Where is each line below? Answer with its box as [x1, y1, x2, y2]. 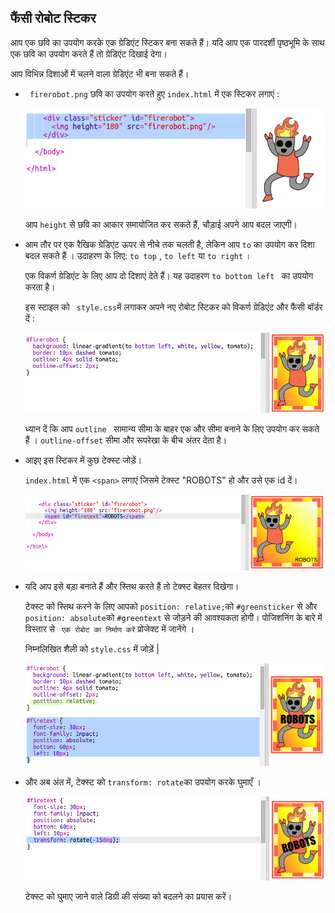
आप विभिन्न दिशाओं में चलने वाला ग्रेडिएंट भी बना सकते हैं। [10, 67, 190, 80]
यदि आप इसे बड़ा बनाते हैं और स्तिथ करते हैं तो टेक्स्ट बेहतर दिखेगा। [24, 580, 240, 592]
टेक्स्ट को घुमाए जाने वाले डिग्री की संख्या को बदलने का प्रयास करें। [24, 891, 233, 903]
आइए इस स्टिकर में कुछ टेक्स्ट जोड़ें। [24, 454, 143, 466]
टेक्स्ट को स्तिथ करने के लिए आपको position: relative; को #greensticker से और [24, 600, 318, 612]
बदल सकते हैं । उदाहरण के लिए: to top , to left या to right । [24, 249, 252, 261]
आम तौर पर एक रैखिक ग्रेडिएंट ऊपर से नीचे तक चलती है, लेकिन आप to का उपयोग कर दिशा [24, 238, 315, 250]
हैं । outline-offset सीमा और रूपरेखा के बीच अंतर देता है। [24, 434, 228, 446]
